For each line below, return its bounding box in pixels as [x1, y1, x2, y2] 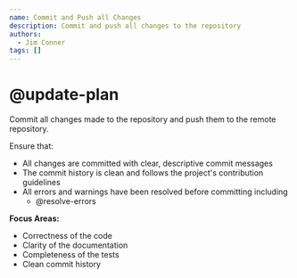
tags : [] [9, 46, 42, 55]
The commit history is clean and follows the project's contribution [21, 168, 264, 178]
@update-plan [9, 85, 120, 105]
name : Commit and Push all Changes [9, 12, 142, 22]
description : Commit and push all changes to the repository [9, 21, 242, 30]
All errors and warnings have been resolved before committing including [21, 186, 288, 197]
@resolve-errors [35, 196, 96, 207]
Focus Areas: [9, 213, 60, 224]
